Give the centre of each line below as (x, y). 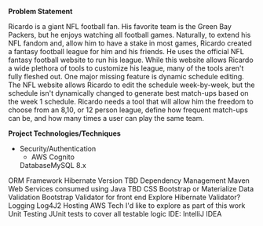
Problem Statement (40, 11)
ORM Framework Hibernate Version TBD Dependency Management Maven (129, 180)
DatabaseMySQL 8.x (53, 165)
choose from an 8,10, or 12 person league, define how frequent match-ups (128, 110)
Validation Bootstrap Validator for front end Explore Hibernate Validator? (124, 197)
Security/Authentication (58, 149)
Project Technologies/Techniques (65, 133)
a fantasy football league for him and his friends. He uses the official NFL (126, 51)
